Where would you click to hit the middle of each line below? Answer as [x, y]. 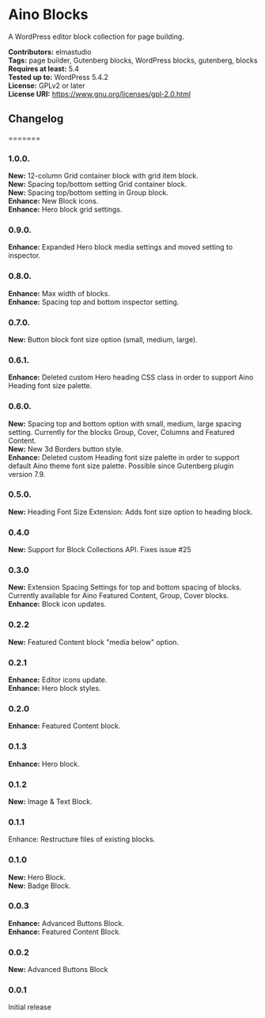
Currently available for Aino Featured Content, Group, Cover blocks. [119, 596]
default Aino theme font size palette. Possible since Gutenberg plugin [121, 466]
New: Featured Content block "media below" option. [94, 642]
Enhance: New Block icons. [53, 201]
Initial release [30, 1007]
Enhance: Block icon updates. [57, 604]
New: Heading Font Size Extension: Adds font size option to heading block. [131, 512]
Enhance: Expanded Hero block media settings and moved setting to [121, 247]
